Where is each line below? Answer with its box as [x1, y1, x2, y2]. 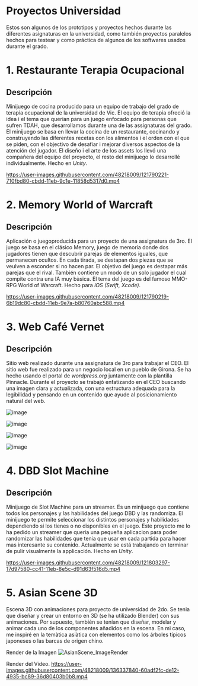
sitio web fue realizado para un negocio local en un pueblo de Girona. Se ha [6, 366, 191, 373]
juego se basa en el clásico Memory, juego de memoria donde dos [6, 243, 169, 250]
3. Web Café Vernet [6, 320, 104, 334]
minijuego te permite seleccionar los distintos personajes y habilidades [6, 516, 180, 523]
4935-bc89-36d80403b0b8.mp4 [6, 672, 88, 680]
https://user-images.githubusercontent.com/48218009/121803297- [6, 559, 170, 566]
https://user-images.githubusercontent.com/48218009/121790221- [6, 171, 170, 178]
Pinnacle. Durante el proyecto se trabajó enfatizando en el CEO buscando [6, 378, 186, 385]
